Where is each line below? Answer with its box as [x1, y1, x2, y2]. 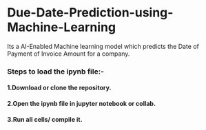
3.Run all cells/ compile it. [7, 115, 83, 123]
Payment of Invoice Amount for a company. [7, 50, 130, 58]
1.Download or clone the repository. [7, 84, 112, 92]
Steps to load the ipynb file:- [7, 67, 105, 76]
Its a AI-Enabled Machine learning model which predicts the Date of [7, 42, 200, 50]
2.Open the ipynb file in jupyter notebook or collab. [7, 100, 156, 108]
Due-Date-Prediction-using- [7, 5, 174, 21]
